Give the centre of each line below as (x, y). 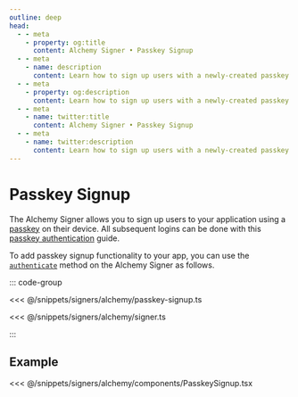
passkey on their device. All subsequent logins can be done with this (135, 228)
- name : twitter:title (67, 117)
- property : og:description (77, 92)
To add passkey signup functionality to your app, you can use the (129, 255)
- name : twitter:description (79, 142)
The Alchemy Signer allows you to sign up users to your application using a (148, 219)
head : (19, 26)
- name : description (63, 68)
